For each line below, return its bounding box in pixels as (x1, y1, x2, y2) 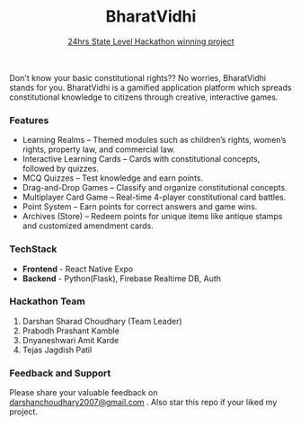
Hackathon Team (9, 295, 85, 307)
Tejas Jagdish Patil (22, 344, 93, 355)
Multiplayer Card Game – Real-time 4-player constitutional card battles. (22, 191, 287, 203)
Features (9, 114, 49, 127)
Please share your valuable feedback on (9, 387, 158, 398)
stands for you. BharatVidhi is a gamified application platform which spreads (9, 82, 292, 93)
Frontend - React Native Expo (22, 263, 134, 274)
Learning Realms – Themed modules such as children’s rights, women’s (22, 135, 287, 146)
